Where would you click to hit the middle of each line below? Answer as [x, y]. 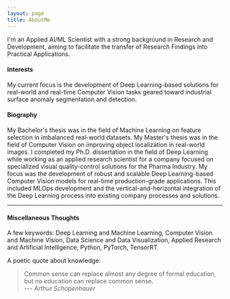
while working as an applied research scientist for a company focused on [110, 159]
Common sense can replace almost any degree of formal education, [120, 274]
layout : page [26, 13]
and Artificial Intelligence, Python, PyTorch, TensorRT [82, 248]
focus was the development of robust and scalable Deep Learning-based [110, 173]
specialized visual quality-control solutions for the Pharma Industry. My [107, 166]
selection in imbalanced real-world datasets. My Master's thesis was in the [113, 137]
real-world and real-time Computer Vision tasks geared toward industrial [110, 92]
